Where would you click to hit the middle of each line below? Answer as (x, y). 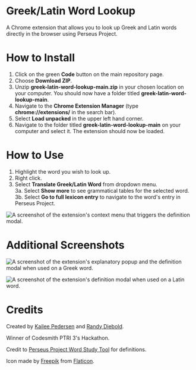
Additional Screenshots (65, 245)
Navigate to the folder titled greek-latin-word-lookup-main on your (98, 125)
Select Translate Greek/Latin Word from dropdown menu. (86, 184)
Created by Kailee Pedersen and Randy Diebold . (65, 326)
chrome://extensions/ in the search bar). (66, 112)
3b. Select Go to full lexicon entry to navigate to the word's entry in (98, 197)
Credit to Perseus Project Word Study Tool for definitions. (76, 349)
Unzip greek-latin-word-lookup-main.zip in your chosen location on (99, 87)
